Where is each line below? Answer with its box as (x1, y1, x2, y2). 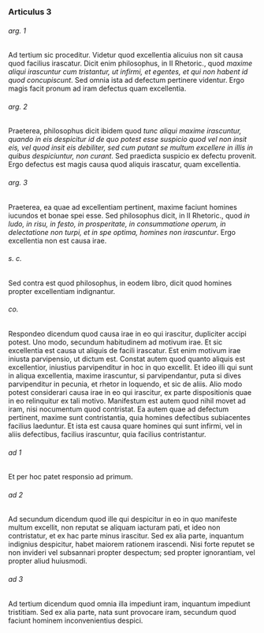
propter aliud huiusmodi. (8, 557, 88, 566)
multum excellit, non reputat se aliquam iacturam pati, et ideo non (8, 523, 221, 532)
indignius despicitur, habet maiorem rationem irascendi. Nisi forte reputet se (8, 539, 255, 549)
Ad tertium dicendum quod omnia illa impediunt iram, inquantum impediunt (8, 598, 251, 609)
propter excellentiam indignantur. (8, 286, 116, 296)
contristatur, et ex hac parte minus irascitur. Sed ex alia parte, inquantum (8, 531, 244, 541)
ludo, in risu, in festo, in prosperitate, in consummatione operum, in (8, 219, 226, 229)
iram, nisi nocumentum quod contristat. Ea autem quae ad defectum (8, 404, 229, 414)
